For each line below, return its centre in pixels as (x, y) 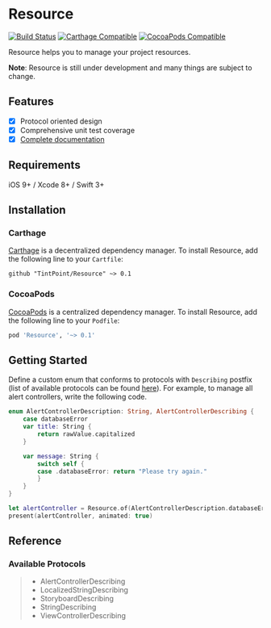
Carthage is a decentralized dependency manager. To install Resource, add (133, 250)
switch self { (61, 464)
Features (31, 102)
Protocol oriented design (61, 121)
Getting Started (48, 360)
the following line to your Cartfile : (66, 259)
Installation (37, 210)
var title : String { (57, 427)
